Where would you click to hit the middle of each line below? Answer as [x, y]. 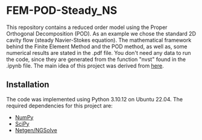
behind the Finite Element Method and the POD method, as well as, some [97, 46]
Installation [28, 85]
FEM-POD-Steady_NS [62, 11]
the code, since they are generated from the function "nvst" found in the [96, 59]
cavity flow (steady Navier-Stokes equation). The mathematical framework [99, 40]
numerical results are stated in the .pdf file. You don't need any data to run [99, 52]
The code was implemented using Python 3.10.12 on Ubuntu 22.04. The [94, 99]
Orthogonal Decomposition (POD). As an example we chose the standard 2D [101, 33]
